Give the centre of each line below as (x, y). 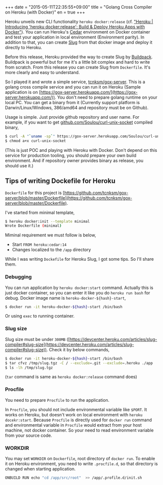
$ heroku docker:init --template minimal (48, 221)
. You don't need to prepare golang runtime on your (106, 97)
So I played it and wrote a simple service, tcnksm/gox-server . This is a (75, 82)
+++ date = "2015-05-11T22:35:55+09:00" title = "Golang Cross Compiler (79, 7)
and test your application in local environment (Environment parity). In (75, 37)
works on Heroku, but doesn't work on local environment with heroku (74, 414)
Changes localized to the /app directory (51, 250)
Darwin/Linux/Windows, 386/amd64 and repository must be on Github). (77, 108)
